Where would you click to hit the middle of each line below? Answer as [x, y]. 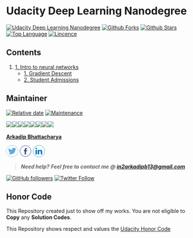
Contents [24, 53]
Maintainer [27, 99]
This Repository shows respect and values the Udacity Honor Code [88, 229]
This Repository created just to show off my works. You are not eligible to [96, 211]
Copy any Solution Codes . [39, 217]
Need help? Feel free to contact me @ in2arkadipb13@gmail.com [103, 166]
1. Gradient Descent [48, 73]
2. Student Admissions [51, 79]
